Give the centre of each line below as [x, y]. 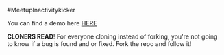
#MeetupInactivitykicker [41, 10]
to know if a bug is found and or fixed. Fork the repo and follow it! [99, 44]
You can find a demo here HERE [52, 23]
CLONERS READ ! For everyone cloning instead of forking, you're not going [112, 36]
